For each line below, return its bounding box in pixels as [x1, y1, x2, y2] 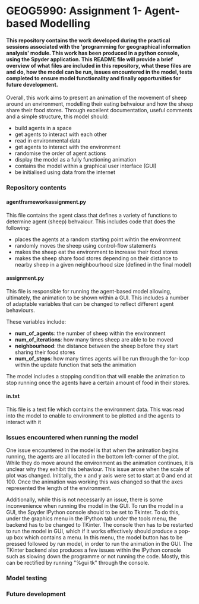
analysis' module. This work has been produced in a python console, [6, 49, 179, 56]
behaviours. [6, 306, 36, 314]
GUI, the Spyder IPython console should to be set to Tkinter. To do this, [6, 509, 180, 516]
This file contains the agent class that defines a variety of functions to [6, 211, 178, 219]
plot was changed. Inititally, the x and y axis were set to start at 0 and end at [6, 472, 192, 479]
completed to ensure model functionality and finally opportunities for [6, 74, 181, 81]
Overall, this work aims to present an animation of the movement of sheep [6, 94, 187, 102]
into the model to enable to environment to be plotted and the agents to [6, 412, 181, 419]
